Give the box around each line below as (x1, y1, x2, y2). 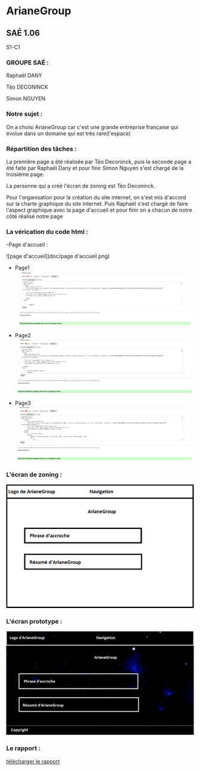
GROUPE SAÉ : (6, 58, 49, 67)
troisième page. (6, 171, 45, 178)
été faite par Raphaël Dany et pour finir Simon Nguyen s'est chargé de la (6, 164, 184, 171)
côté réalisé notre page (6, 212, 64, 220)
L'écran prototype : (6, 617, 62, 625)
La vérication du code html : (6, 227, 88, 236)
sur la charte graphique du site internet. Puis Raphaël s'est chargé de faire (6, 200, 189, 207)
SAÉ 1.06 (6, 28, 40, 38)
